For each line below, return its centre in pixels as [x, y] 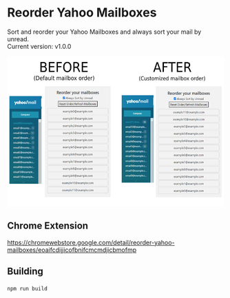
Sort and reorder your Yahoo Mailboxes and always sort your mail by [104, 32]
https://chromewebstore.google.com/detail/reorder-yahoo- [91, 242]
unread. [18, 39]
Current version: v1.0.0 [39, 46]
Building [25, 272]
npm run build [28, 288]
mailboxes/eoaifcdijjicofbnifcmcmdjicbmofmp [72, 250]
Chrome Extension [48, 226]
